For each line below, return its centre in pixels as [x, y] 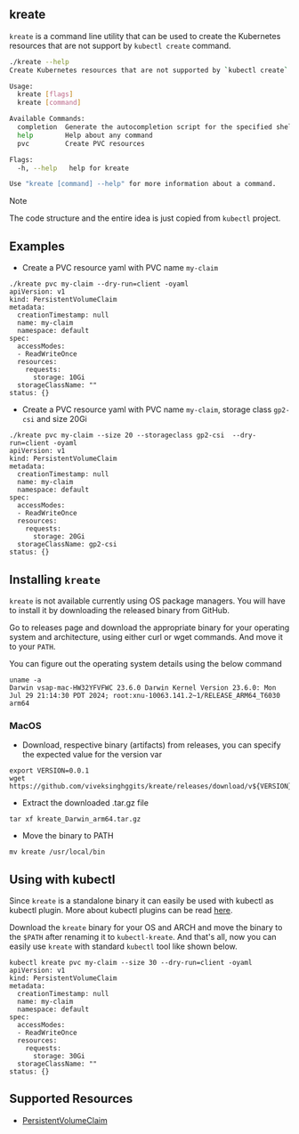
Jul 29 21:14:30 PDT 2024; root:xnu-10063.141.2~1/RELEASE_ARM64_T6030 [145, 695]
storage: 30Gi [59, 1057]
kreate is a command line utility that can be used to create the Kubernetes [145, 36]
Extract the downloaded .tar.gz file [85, 803]
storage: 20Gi [59, 537]
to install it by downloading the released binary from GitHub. [119, 610]
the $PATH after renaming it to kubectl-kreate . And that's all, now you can [143, 937]
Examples [37, 246]
